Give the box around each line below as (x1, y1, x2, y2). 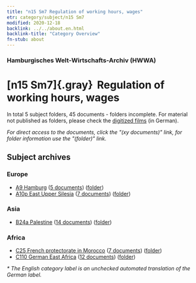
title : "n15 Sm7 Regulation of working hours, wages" (7, 8, 144, 15)
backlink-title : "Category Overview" (7, 31, 101, 37)
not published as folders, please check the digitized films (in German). (7, 117, 179, 124)
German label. (7, 271, 42, 278)
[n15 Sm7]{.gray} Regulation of (7, 78, 165, 92)
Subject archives (7, 152, 71, 162)
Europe (7, 170, 29, 179)
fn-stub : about (7, 36, 45, 42)
